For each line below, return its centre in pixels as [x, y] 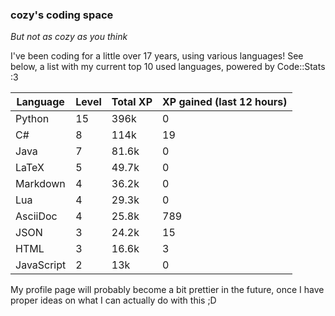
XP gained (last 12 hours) [225, 102]
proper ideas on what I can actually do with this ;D [113, 300]
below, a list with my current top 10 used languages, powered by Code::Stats [168, 67]
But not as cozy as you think [69, 37]
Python [32, 119]
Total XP [132, 102]
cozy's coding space [62, 15]
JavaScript [41, 265]
